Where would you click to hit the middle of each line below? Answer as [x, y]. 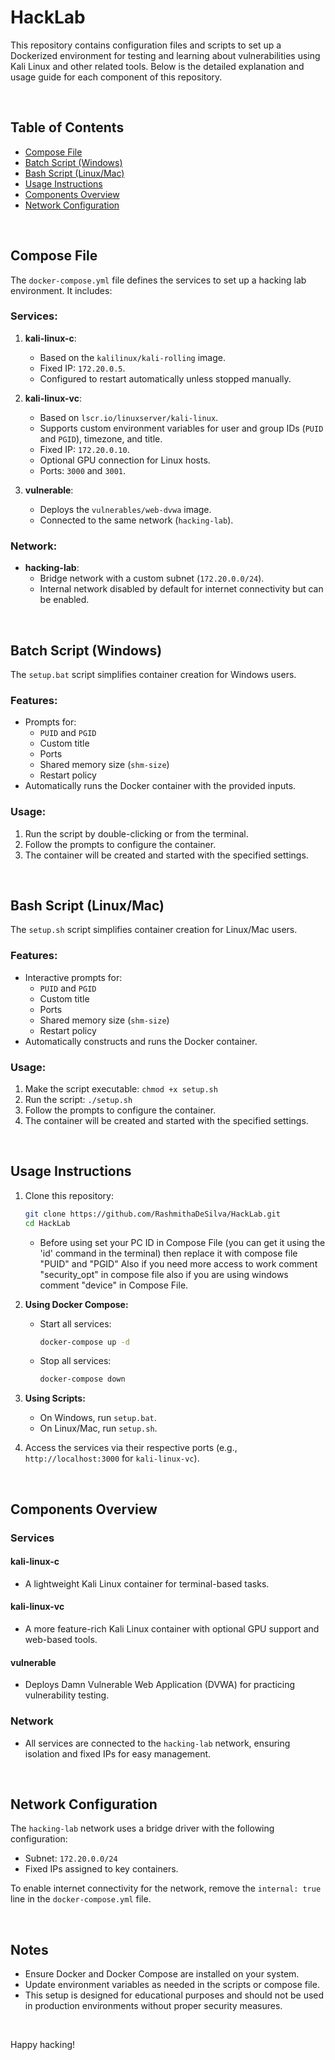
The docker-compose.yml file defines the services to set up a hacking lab [158, 280]
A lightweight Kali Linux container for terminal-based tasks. [147, 1583]
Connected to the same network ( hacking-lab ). [136, 520]
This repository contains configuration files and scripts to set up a [146, 45]
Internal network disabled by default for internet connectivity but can [181, 589]
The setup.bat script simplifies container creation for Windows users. [153, 674]
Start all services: [75, 1323]
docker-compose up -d [84, 1342]
